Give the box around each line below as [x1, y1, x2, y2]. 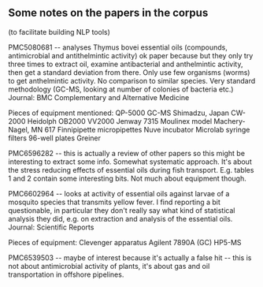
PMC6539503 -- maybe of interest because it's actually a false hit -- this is [8, 252, 252, 263]
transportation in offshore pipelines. [8, 270, 124, 279]
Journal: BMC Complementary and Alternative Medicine [8, 92, 190, 102]
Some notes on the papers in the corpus [8, 6, 209, 20]
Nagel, [8, 125, 30, 134]
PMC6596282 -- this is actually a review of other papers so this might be [8, 148, 246, 158]
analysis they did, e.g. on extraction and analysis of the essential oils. [8, 214, 233, 223]
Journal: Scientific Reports [8, 222, 94, 232]
